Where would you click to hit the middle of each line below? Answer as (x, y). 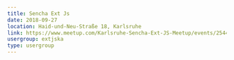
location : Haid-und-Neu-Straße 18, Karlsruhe (74, 26)
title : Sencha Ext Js (39, 13)
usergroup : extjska (36, 39)
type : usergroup (31, 46)
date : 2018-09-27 (32, 20)
